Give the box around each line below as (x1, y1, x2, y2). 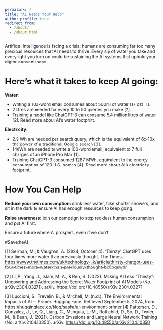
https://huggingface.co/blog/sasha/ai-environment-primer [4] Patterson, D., (5, 304, 157, 309)
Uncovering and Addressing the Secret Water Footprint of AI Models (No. (5, 279, 152, 285)
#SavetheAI (5, 239, 28, 245)
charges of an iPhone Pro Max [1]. (12, 151, 80, 157)
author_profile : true (5, 16, 49, 21)
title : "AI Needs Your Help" (5, 12, 64, 17)
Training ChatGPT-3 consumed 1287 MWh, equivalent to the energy (12, 157, 148, 163)
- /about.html (9, 30, 38, 35)
